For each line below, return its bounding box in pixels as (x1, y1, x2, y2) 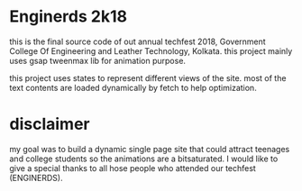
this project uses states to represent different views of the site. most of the (9, 72, 287, 83)
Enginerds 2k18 (9, 6, 128, 27)
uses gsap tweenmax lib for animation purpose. (9, 55, 187, 66)
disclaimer (9, 114, 90, 134)
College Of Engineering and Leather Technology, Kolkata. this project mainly (9, 45, 293, 56)
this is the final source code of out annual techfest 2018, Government (9, 36, 266, 47)
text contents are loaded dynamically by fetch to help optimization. (9, 82, 257, 93)
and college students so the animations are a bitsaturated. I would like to (9, 153, 279, 164)
